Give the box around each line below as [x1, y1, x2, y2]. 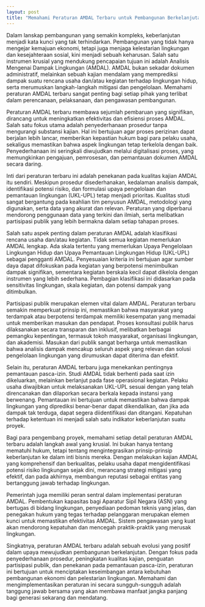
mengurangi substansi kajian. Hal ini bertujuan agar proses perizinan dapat [6, 128, 195, 135]
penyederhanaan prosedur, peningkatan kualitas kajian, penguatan [6, 554, 174, 562]
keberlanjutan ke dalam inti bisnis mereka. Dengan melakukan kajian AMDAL [6, 453, 198, 460]
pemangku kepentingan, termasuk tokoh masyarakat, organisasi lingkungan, [6, 332, 198, 339]
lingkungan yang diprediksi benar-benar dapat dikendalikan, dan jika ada [6, 402, 189, 410]
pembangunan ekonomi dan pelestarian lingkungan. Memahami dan [6, 574, 177, 581]
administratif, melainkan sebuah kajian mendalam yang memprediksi [6, 70, 178, 78]
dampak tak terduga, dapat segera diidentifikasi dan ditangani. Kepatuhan [6, 409, 192, 416]
